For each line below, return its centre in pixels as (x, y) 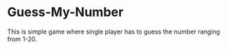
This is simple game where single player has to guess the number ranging (114, 31)
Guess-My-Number (66, 12)
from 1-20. (22, 38)
